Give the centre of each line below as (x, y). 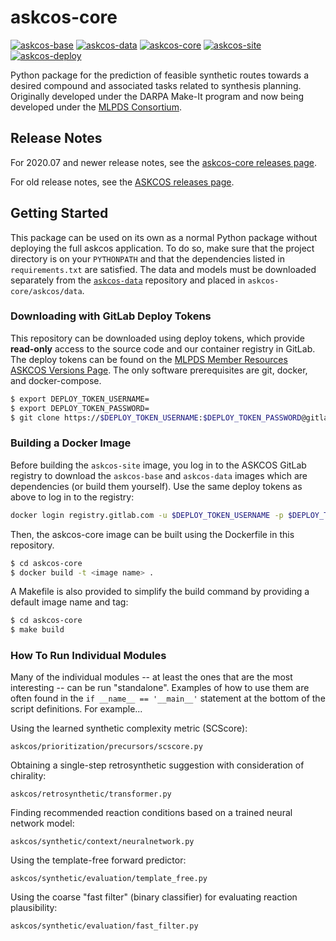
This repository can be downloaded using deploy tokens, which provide (158, 338)
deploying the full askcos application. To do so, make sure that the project (162, 248)
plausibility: (34, 908)
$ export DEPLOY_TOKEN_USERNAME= (80, 399)
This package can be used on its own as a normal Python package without (164, 237)
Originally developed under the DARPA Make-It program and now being (157, 96)
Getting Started (59, 213)
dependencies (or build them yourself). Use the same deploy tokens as (156, 486)
